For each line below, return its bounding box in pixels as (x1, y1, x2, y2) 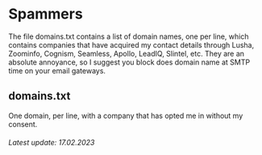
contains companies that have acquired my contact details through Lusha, (8, 40, 255, 49)
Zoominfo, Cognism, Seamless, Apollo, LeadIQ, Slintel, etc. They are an (8, 48, 244, 58)
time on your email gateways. (8, 65, 106, 75)
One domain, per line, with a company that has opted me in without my (8, 111, 243, 120)
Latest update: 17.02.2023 (8, 138, 95, 148)
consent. (8, 119, 38, 129)
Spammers (8, 5, 83, 23)
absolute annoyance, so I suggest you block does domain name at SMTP (8, 57, 251, 67)
